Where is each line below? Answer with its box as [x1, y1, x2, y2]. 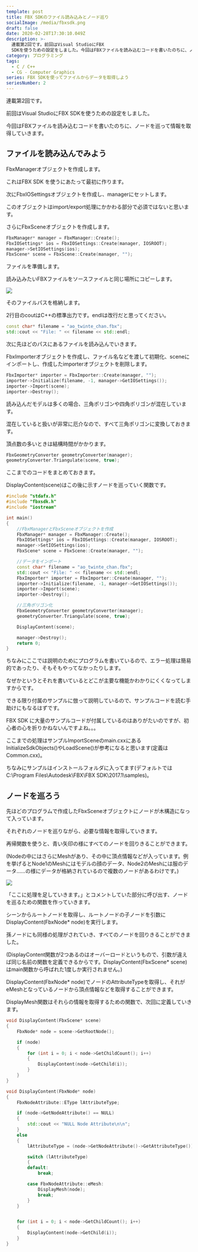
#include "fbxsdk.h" [6, 499, 57, 505]
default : [27, 1165, 49, 1171]
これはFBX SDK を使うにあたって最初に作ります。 [6, 178, 127, 185]
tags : [6, 58, 19, 64]
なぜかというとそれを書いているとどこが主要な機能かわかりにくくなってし [6, 677, 186, 684]
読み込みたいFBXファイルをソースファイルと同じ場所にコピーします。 [6, 276, 176, 283]
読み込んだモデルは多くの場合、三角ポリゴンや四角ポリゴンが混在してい [6, 400, 181, 407]
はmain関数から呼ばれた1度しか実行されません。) [6, 966, 123, 973]
